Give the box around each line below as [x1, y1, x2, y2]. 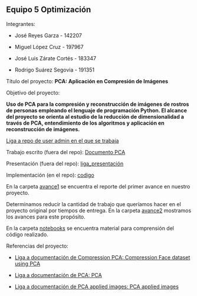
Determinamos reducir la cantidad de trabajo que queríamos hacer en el [6, 200, 181, 207]
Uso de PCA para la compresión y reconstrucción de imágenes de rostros [6, 100, 189, 108]
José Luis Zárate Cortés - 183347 [14, 54, 96, 61]
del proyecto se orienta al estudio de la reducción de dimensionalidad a [6, 113, 185, 120]
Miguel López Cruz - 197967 [14, 43, 84, 50]
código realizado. [6, 230, 48, 238]
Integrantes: [6, 20, 35, 27]
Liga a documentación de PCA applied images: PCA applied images [14, 283, 179, 290]
